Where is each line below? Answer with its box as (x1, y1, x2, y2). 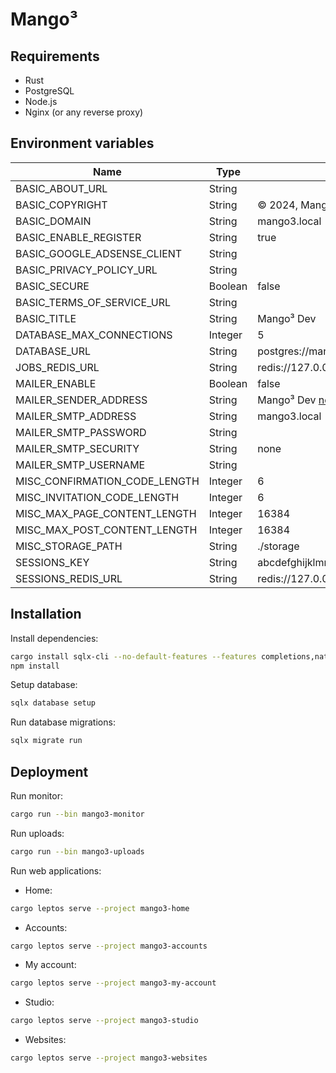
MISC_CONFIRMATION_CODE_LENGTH (15, 474, 200, 488)
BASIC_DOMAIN (15, 214, 92, 228)
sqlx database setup (10, 698, 97, 708)
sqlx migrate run (10, 736, 83, 746)
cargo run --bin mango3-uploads (10, 846, 145, 857)
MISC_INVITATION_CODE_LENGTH (15, 490, 180, 504)
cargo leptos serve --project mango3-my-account (10, 978, 217, 988)
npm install (10, 661, 60, 671)
